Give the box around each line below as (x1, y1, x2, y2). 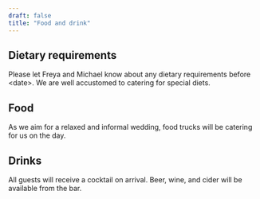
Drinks (8, 154, 42, 167)
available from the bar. (8, 183, 82, 193)
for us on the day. (8, 131, 66, 140)
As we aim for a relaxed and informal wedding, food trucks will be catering (8, 123, 253, 132)
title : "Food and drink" (8, 19, 91, 27)
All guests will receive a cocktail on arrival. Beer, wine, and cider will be (8, 174, 242, 184)
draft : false (8, 11, 52, 20)
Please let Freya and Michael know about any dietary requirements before (8, 69, 251, 80)
